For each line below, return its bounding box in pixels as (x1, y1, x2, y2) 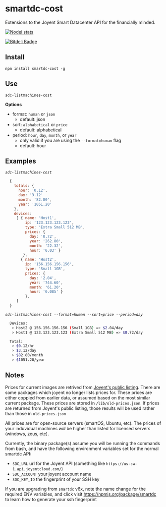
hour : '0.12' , (18, 188, 48, 193)
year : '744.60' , (29, 280, 63, 285)
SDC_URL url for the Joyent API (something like (12, 460, 105, 466)
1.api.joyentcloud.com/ (12, 466, 62, 471)
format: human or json (12, 111, 55, 117)
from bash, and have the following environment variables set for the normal (5, 446, 159, 451)
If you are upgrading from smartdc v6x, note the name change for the (5, 486, 146, 492)
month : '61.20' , (29, 284, 63, 290)
